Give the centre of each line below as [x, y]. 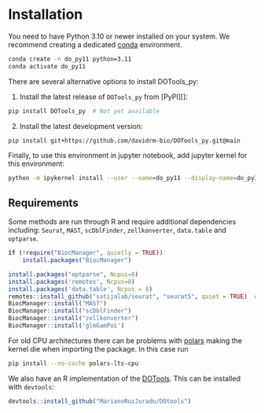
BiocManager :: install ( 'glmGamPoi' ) [66, 326]
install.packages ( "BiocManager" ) [77, 260]
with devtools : [31, 386]
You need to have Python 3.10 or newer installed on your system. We [119, 36]
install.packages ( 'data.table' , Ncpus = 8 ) [81, 289]
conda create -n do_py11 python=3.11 [70, 59]
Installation [46, 15]
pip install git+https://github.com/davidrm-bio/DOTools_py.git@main [125, 140]
